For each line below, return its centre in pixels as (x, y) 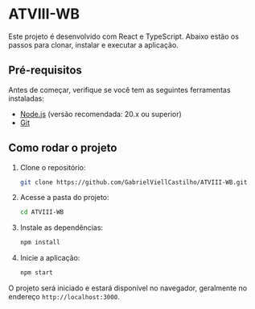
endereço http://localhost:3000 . (64, 297)
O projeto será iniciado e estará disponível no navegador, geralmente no (128, 288)
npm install (40, 243)
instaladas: (26, 98)
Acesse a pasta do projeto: (65, 198)
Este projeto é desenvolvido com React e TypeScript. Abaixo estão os (124, 36)
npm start (37, 273)
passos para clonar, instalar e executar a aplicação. (93, 44)
